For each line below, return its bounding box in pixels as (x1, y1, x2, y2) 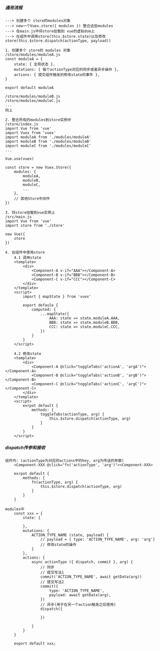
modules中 (5, 507, 25, 512)
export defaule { (23, 303, 58, 307)
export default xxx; (14, 641, 56, 646)
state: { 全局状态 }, (14, 62, 56, 67)
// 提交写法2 (40, 579, 64, 584)
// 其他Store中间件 (14, 196, 50, 201)
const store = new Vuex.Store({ (5, 165, 71, 170)
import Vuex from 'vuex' (5, 130, 56, 135)
